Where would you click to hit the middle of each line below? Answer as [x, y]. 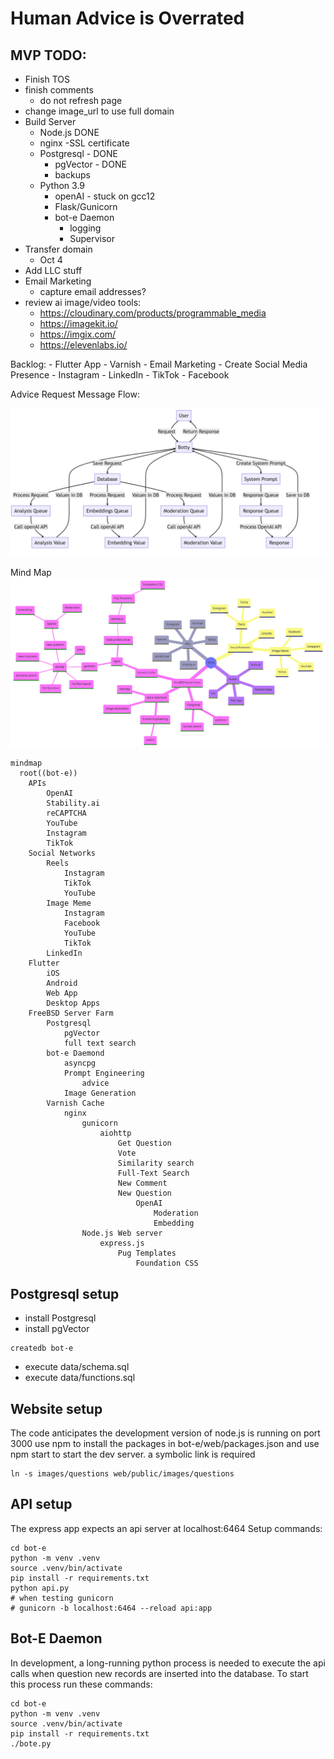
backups [72, 175]
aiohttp [115, 1133]
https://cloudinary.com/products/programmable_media [153, 313]
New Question [144, 1193]
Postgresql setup [65, 1293]
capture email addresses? [93, 291]
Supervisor [92, 238]
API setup [41, 1504]
